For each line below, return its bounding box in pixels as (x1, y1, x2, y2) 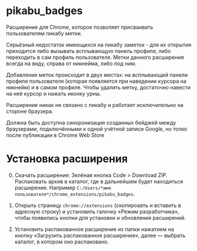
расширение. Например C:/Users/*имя (14, 184, 112, 191)
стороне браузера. (6, 108, 54, 115)
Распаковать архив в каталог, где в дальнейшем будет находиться (14, 178, 183, 185)
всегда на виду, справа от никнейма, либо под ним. (6, 60, 137, 67)
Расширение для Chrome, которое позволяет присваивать (6, 24, 153, 31)
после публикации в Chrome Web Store (6, 131, 105, 139)
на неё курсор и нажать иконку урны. (6, 90, 102, 97)
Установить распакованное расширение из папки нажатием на (14, 225, 175, 233)
